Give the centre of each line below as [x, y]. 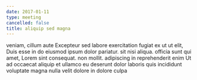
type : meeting [24, 17]
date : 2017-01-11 [28, 12]
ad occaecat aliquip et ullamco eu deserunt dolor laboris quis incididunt [94, 64]
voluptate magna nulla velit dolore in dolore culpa [67, 71]
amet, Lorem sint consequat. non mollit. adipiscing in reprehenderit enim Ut [99, 58]
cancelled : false [28, 23]
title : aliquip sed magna [38, 28]
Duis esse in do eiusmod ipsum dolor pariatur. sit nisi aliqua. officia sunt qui [99, 52]
